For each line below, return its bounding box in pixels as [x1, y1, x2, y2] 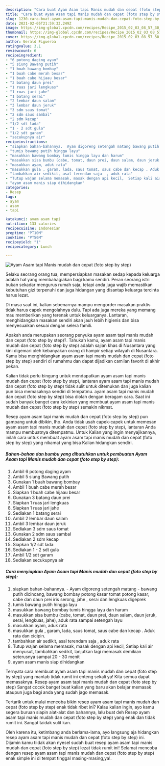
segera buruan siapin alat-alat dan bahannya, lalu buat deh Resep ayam [5, 710, 150, 715]
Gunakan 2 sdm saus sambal [12, 531, 71, 537]
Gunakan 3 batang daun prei [12, 495, 71, 501]
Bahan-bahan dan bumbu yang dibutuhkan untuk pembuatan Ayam [5, 451, 147, 457]
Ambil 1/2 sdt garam [12, 552, 53, 558]
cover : [5, 35, 19, 40]
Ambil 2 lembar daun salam [12, 516, 68, 522]
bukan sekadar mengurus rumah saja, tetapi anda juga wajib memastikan [5, 282, 153, 288]
